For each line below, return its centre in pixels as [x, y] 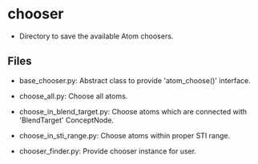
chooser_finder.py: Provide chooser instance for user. [108, 151]
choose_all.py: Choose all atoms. [73, 96]
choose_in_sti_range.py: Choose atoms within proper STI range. [125, 135]
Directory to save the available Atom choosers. [96, 36]
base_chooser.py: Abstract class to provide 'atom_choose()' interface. [135, 80]
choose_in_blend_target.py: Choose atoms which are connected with [133, 111]
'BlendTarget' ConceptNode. [66, 120]
